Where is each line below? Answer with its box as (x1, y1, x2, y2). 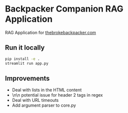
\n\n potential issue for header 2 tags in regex (12, 92, 103, 98)
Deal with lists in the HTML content (12, 87, 82, 93)
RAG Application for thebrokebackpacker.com (5, 29, 97, 35)
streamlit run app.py (5, 61, 49, 66)
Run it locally (5, 43, 45, 52)
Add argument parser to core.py (12, 102, 76, 108)
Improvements (5, 74, 50, 83)
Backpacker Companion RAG (5, 3, 124, 14)
